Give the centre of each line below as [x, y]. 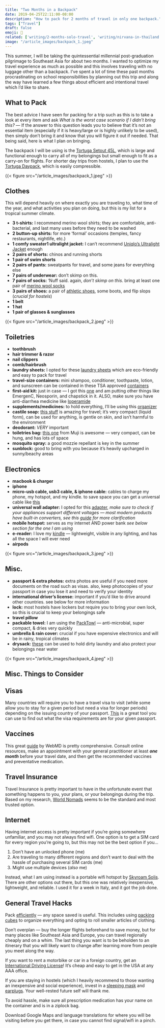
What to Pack [26, 103]
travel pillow [25, 617]
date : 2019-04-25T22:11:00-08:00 [39, 14]
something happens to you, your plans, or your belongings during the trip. [80, 794]
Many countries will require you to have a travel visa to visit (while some [78, 703]
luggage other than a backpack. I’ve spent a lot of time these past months [80, 71]
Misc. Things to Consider [44, 674]
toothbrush [24, 349]
